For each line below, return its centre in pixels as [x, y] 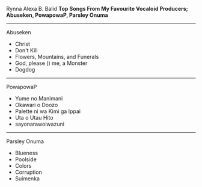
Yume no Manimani [39, 98]
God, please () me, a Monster [51, 63]
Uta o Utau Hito [34, 118]
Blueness [26, 153]
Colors [23, 166]
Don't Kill [26, 50]
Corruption [28, 172]
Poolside [26, 159]
